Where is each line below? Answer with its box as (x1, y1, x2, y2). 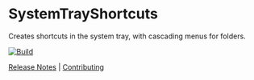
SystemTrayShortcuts (8, 5, 159, 23)
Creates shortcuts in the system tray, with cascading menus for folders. (8, 31, 246, 41)
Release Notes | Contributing (8, 62, 105, 72)
